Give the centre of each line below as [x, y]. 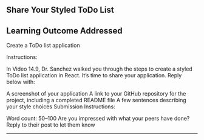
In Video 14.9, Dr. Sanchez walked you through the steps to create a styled [99, 69]
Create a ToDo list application [43, 46]
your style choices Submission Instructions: [61, 107]
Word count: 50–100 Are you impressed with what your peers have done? [98, 119]
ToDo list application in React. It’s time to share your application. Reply [94, 75]
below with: [21, 82]
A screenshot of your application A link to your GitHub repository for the [96, 94]
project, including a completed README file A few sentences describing [96, 100]
